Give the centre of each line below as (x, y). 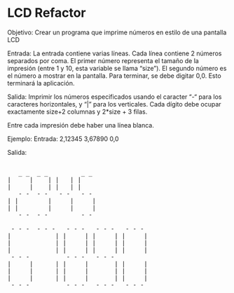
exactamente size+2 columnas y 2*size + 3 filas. (77, 111)
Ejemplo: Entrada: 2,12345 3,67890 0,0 (63, 139)
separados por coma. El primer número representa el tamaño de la (103, 60)
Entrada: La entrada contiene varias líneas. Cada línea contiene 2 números (115, 53)
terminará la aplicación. (41, 83)
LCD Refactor (47, 13)
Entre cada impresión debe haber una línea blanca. (81, 125)
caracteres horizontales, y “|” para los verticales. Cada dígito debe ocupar (115, 104)
